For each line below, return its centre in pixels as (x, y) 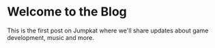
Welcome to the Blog (67, 12)
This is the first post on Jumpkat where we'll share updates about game (108, 30)
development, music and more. (51, 37)
